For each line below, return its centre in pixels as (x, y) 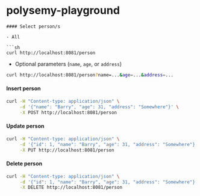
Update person (25, 126)
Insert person (23, 88)
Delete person (24, 164)
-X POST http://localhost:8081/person (68, 112)
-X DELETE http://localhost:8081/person (71, 188)
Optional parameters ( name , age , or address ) (68, 64)
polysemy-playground (63, 11)
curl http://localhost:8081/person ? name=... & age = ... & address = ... (90, 75)
